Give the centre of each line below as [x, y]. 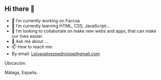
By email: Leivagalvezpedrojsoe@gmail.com [56, 53]
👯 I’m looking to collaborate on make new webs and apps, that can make [84, 31]
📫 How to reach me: [32, 47]
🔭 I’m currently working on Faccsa [46, 20]
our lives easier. [27, 36]
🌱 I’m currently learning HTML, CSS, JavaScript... [61, 26]
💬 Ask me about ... [30, 41]
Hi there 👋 [20, 9]
